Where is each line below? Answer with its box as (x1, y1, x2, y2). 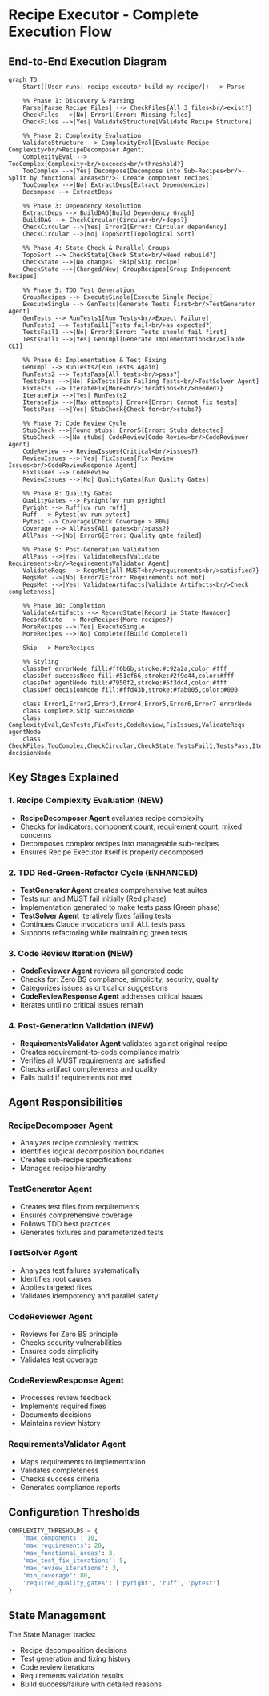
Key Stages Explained (8, 771, 119, 785)
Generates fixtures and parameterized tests (19, 1227, 164, 1237)
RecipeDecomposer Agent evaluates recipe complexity (19, 813, 204, 822)
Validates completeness (19, 1465, 99, 1475)
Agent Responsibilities (8, 1096, 124, 1109)
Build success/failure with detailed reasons (19, 1679, 163, 1689)
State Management (8, 1609, 106, 1622)
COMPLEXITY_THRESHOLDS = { (8, 1527, 98, 1535)
